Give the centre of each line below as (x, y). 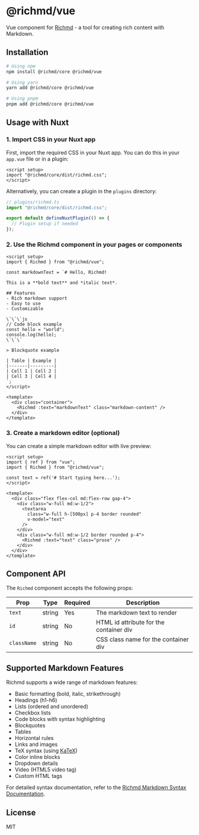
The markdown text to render (136, 613)
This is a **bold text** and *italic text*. (62, 283)
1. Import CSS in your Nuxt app (51, 140)
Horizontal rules (34, 738)
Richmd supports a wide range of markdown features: (72, 682)
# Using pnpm (22, 99)
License (21, 812)
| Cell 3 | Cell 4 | (32, 376)
